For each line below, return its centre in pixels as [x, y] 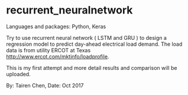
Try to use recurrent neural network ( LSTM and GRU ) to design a [87, 38]
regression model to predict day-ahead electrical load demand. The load [94, 44]
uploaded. [18, 74]
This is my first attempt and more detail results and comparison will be [92, 67]
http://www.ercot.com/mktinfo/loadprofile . [58, 56]
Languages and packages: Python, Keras [56, 26]
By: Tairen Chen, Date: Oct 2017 [45, 85]
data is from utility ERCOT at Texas [48, 50]
